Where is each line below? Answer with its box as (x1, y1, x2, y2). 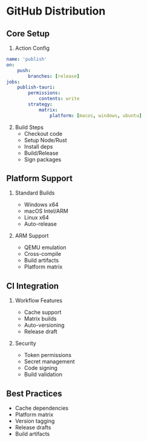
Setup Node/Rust (24, 136, 68, 144)
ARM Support (15, 232, 49, 239)
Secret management (24, 358, 75, 365)
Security (15, 340, 36, 347)
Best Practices (6, 388, 62, 398)
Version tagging (15, 417, 55, 425)
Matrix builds (24, 315, 57, 323)
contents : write (38, 96, 80, 102)
